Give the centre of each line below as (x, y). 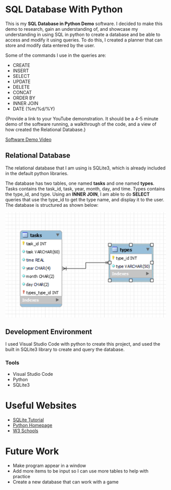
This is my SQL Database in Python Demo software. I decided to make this (84, 24)
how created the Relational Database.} (45, 130)
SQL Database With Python (64, 9)
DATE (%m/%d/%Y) (34, 109)
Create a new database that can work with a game (66, 482)
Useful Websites (41, 405)
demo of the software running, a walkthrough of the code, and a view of (81, 124)
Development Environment (49, 332)
